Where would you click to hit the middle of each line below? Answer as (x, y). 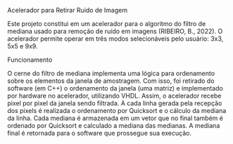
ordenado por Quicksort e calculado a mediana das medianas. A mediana (114, 125)
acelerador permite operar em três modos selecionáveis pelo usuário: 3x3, (115, 39)
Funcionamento (30, 60)
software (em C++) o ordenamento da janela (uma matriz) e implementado (115, 88)
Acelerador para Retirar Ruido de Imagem (68, 10)
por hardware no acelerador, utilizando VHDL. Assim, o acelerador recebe (114, 96)
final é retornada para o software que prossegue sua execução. (100, 133)
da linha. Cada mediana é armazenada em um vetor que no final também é (115, 118)
